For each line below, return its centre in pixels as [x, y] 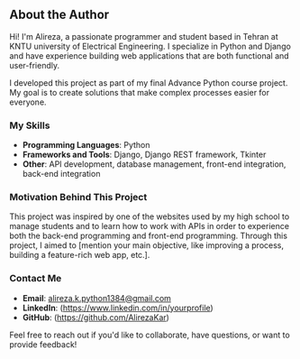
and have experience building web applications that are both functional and [150, 55]
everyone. [28, 102]
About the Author [59, 15]
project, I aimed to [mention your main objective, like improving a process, [147, 245]
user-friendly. [35, 65]
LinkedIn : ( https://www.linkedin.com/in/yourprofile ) [118, 308]
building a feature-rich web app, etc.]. [80, 255]
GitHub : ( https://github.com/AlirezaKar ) [95, 317]
